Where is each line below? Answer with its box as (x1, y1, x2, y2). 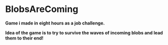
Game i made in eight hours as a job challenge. (5, 20, 105, 26)
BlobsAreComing (5, 3, 79, 15)
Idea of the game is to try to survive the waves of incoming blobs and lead (5, 29, 163, 35)
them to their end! (5, 35, 44, 41)
